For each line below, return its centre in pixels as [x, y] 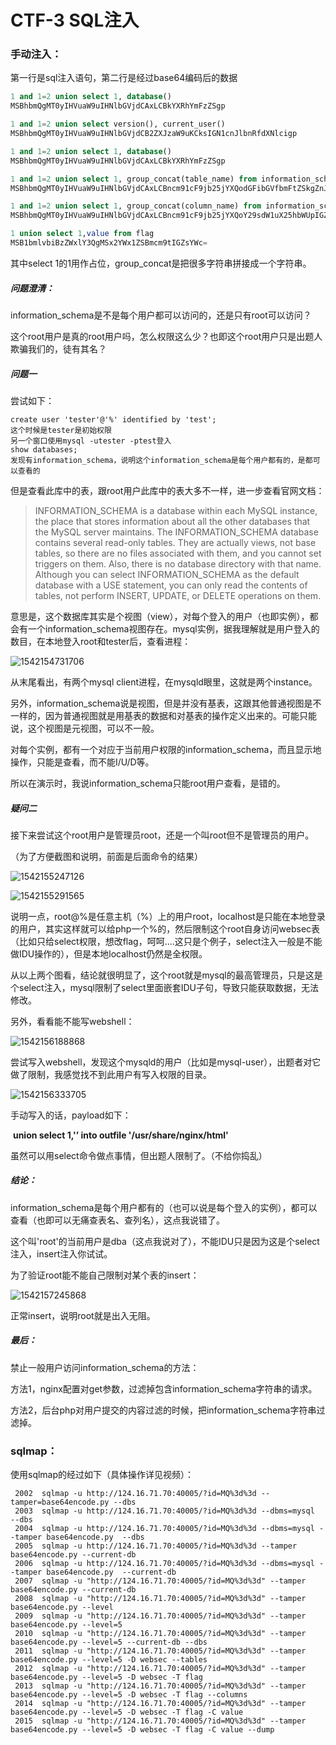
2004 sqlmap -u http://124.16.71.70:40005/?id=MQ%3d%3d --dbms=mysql [164, 1529]
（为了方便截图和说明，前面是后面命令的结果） [106, 856]
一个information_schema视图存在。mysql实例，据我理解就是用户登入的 [173, 628]
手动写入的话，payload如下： [71, 1115]
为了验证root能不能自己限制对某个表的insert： [105, 1275]
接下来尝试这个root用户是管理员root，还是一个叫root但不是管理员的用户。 [162, 835]
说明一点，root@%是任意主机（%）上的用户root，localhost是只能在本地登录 [168, 916]
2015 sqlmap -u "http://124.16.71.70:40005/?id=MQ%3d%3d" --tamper [160, 1721]
